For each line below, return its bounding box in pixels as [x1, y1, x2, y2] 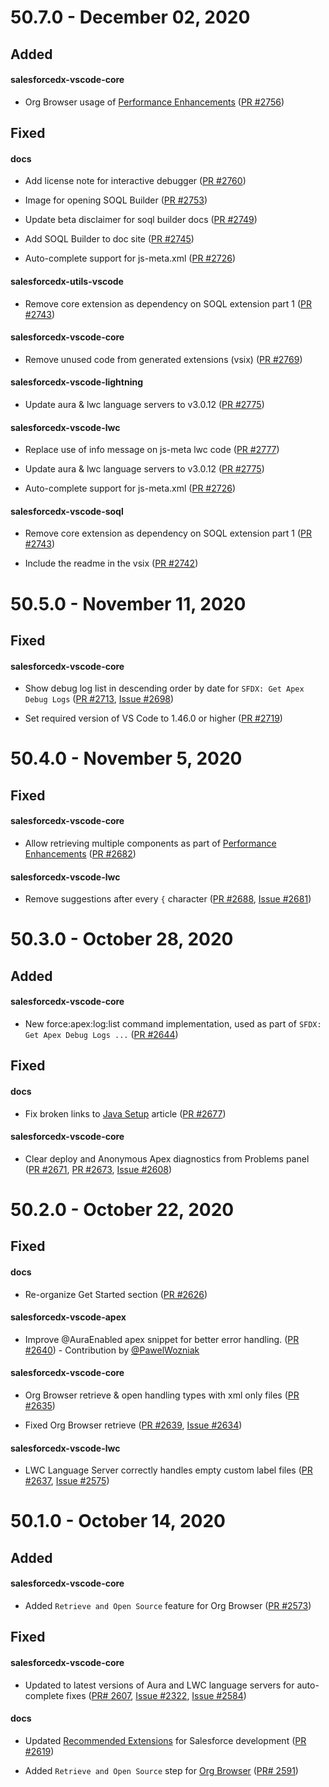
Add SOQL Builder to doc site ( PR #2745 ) [24, 233, 195, 245]
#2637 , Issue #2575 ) [24, 1475, 110, 1487]
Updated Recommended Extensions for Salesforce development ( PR [24, 1734, 307, 1746]
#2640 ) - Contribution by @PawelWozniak [24, 1344, 200, 1356]
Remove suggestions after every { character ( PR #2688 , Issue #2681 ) [24, 893, 312, 905]
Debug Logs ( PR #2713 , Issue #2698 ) [24, 693, 175, 705]
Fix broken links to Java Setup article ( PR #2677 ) [24, 1107, 227, 1120]
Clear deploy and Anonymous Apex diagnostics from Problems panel [24, 1152, 310, 1165]
